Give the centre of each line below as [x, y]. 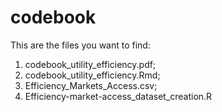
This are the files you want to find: [80, 45]
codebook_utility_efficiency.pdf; [90, 64]
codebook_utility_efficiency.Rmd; [92, 75]
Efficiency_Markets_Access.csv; [91, 85]
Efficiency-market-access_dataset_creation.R [118, 96]
